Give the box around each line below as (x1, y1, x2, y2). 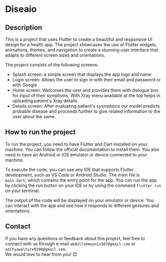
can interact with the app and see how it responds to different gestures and (5, 202, 159, 208)
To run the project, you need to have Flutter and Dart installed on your (5, 141, 148, 147)
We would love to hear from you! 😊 (5, 251, 78, 257)
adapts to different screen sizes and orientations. (5, 52, 106, 58)
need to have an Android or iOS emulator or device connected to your (5, 151, 147, 157)
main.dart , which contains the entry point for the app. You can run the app (5, 177, 157, 183)
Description (5, 23, 42, 32)
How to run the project (5, 128, 76, 136)
